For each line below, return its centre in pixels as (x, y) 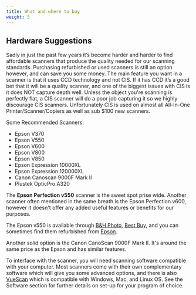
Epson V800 (30, 153)
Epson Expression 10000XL (48, 165)
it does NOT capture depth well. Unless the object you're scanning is (89, 92)
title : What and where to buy (43, 11)
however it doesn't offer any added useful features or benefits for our (90, 208)
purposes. (18, 214)
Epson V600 (30, 146)
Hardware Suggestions (49, 41)
